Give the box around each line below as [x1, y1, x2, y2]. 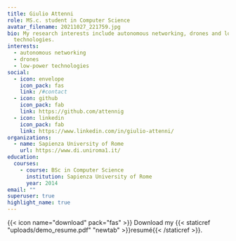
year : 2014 [25, 179, 58, 186]
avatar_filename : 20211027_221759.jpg [7, 23, 121, 30]
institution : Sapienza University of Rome [25, 173, 152, 180]
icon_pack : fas [20, 82, 65, 89]
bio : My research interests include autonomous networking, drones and [7, 29, 221, 37]
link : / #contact [20, 88, 68, 95]
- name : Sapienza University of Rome [13, 141, 124, 148]
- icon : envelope [13, 75, 65, 83]
